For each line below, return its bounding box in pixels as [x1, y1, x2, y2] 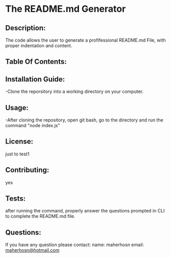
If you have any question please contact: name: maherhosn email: [5, 242, 144, 248]
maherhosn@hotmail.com [5, 247, 60, 253]
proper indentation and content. [5, 43, 73, 49]
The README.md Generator [5, 3, 126, 15]
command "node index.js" [5, 123, 60, 129]
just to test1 [5, 151, 30, 157]
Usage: [5, 103, 29, 112]
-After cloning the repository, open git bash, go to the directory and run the [5, 117, 164, 123]
